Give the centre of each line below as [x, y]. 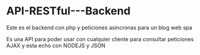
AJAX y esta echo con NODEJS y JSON [56, 45]
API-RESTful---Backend [68, 11]
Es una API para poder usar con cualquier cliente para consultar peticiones [100, 39]
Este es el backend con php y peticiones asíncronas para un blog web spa [99, 27]
